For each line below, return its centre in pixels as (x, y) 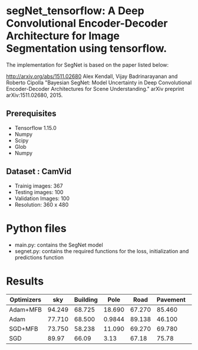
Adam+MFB (26, 310)
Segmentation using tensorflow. (87, 49)
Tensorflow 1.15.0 (36, 127)
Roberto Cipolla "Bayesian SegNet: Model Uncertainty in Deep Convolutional (99, 82)
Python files (36, 228)
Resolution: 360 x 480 (42, 204)
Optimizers (25, 300)
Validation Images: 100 (42, 198)
